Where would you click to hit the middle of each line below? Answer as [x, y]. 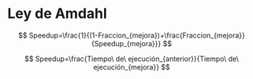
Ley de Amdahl [57, 14]
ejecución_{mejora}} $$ [132, 66]
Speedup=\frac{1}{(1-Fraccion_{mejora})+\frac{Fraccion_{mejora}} [137, 35]
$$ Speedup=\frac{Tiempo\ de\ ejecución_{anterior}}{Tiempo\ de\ [132, 59]
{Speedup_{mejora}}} [126, 43]
